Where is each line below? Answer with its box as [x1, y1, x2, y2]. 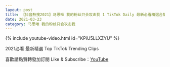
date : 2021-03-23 [5, 17, 42, 22]
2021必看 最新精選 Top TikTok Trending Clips [5, 46, 99, 52]
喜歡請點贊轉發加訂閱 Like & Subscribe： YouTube [5, 56, 109, 62]
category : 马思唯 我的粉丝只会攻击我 [5, 21, 76, 27]
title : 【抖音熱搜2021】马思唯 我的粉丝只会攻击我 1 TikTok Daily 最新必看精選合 [5, 12, 163, 17]
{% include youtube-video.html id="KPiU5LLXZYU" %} [5, 35, 120, 41]
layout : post [5, 7, 33, 13]
